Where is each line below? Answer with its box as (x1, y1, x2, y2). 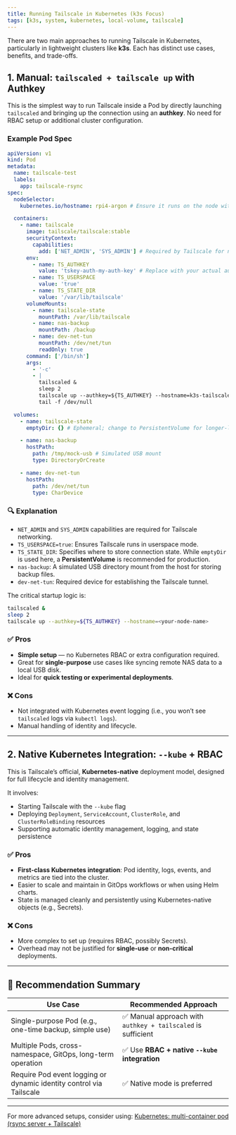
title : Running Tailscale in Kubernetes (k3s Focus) (7, 10, 165, 18)
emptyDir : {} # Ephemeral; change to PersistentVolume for (25, 424, 202, 431)
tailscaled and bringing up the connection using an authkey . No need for (7, 109, 222, 117)
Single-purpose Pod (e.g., (11, 1016, 98, 1026)
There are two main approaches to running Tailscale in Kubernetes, (7, 36, 202, 44)
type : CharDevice (32, 489, 83, 496)
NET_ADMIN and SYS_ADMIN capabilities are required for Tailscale (17, 524, 198, 533)
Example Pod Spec (7, 134, 72, 144)
